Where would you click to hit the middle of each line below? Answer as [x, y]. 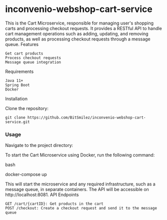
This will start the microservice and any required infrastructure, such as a [80, 184]
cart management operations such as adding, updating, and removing [77, 33]
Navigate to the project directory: [39, 145]
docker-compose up [26, 174]
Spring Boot [17, 85]
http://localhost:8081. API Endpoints [42, 195]
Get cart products [24, 53]
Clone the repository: [27, 108]
